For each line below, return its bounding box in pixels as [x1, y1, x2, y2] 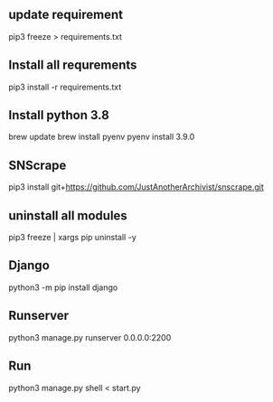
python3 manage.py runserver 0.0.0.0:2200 [8, 332, 172, 342]
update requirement [8, 7, 124, 23]
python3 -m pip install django [8, 282, 118, 293]
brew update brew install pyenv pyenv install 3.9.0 [8, 131, 195, 143]
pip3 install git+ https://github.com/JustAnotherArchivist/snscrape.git [8, 182, 264, 192]
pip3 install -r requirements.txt [8, 81, 122, 92]
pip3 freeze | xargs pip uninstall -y [8, 232, 136, 243]
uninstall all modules [8, 208, 127, 223]
